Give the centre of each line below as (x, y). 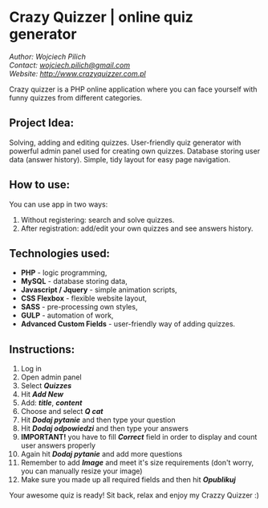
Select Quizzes (46, 386)
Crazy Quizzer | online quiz (101, 17)
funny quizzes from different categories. (76, 97)
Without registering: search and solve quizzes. (97, 219)
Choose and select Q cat (62, 412)
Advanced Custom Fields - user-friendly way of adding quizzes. (128, 324)
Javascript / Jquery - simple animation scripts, (99, 290)
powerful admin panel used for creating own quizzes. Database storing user (134, 151)
